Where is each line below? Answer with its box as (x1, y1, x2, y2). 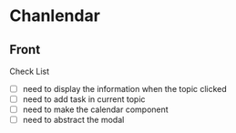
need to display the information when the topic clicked (22, 84, 228, 94)
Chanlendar (9, 5, 100, 26)
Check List (9, 66, 50, 77)
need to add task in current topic (22, 94, 146, 105)
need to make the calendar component (22, 104, 169, 115)
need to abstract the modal (22, 115, 125, 126)
